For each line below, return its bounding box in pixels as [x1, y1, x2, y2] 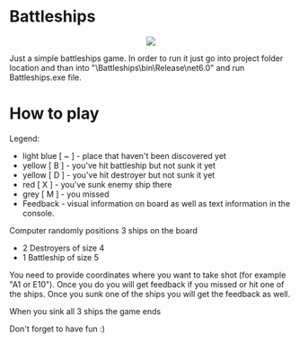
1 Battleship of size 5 [22, 251, 99, 262]
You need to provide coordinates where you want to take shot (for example [9, 269, 286, 280]
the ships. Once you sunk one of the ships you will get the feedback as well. [9, 288, 291, 299]
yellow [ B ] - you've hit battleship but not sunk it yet [22, 160, 215, 171]
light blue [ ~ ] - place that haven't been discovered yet [22, 150, 227, 161]
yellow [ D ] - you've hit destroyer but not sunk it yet [22, 169, 215, 180]
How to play [9, 103, 100, 124]
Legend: [9, 133, 40, 144]
